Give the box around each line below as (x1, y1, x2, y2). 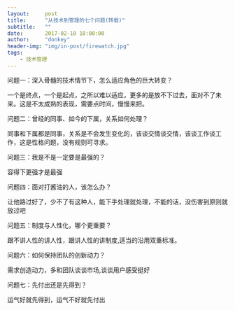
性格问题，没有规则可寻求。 (31, 138, 112, 146)
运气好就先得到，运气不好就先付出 (7, 295, 106, 304)
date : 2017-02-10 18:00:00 (7, 29, 105, 37)
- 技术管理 (20, 56, 48, 63)
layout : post (7, 10, 58, 17)
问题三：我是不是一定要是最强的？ (7, 153, 106, 161)
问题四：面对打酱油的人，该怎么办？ (7, 183, 112, 191)
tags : (7, 50, 23, 57)
